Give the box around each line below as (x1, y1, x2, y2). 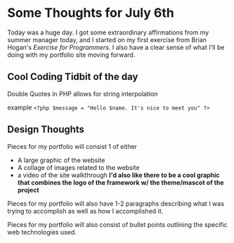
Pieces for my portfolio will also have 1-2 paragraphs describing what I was (7, 199, 225, 208)
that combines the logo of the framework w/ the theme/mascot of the (17, 178, 224, 187)
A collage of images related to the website (17, 163, 140, 171)
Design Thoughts (7, 124, 85, 136)
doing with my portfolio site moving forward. (7, 51, 136, 59)
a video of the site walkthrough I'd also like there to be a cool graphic (17, 171, 220, 179)
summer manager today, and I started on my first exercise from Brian (7, 35, 207, 44)
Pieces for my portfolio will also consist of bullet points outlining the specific (7, 220, 228, 229)
